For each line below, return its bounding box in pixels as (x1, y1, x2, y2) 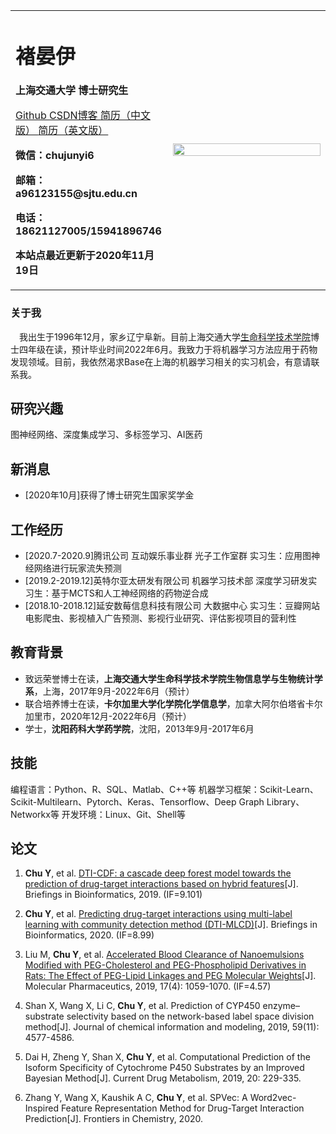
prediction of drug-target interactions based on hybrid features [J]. (24, 878, 299, 890)
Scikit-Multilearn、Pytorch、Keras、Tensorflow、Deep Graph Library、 (10, 795, 305, 808)
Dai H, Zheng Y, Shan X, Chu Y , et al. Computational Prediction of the (24, 1051, 311, 1063)
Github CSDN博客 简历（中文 (15, 109, 151, 123)
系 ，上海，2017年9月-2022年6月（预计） (24, 685, 195, 697)
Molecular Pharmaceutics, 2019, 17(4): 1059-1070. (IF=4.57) (24, 980, 272, 993)
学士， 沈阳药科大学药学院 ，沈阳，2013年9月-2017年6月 (24, 722, 255, 734)
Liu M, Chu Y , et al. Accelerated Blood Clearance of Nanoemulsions (24, 949, 305, 961)
